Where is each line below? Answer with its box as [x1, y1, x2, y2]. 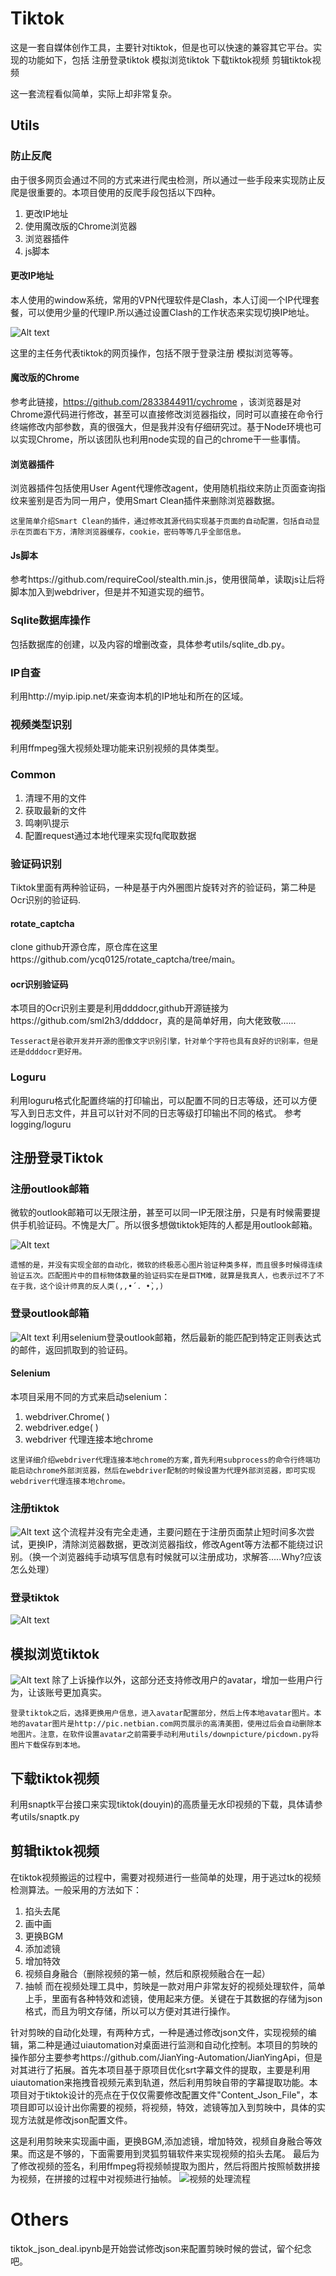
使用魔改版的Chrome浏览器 [24, 220, 138, 232]
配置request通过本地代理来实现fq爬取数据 [24, 829, 197, 841]
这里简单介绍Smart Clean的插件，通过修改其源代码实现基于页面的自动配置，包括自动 [10, 517, 313, 527]
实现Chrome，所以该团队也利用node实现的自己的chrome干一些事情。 [18, 433, 306, 446]
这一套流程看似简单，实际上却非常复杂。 [10, 87, 177, 99]
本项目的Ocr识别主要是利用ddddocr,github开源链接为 [10, 1002, 229, 1014]
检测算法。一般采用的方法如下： [10, 1883, 142, 1896]
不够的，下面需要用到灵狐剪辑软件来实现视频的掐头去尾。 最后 [53, 2147, 311, 2159]
